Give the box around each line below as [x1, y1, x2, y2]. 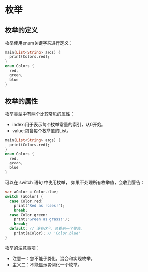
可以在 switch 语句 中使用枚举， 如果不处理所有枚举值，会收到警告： [5, 179, 145, 185]
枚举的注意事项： [5, 245, 40, 251]
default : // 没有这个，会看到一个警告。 [9, 226, 84, 231]
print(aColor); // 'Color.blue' [14, 231, 81, 236]
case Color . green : [9, 213, 48, 218]
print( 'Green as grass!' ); [14, 217, 70, 222]
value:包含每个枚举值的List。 [12, 127, 71, 134]
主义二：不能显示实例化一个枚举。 [12, 262, 82, 268]
